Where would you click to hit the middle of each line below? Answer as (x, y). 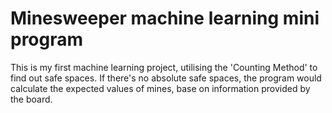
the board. (31, 99)
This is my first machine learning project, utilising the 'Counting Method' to (164, 67)
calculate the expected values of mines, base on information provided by (160, 88)
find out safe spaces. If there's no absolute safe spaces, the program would (166, 78)
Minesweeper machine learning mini (165, 18)
